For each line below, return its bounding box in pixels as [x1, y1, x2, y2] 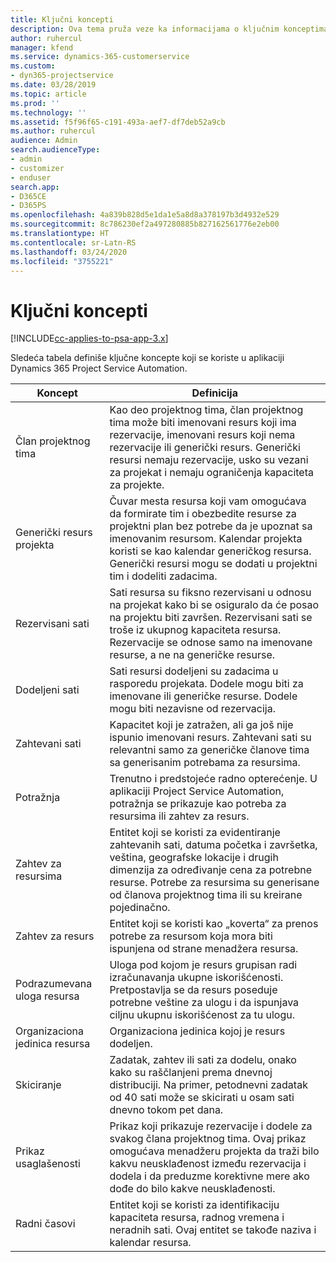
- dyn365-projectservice [10, 71, 114, 81]
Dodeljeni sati [15, 683, 80, 697]
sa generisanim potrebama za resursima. [109, 756, 301, 770]
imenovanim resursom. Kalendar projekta [109, 532, 303, 546]
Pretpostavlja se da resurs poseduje [109, 983, 278, 997]
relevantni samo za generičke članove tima [109, 743, 310, 757]
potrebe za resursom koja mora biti [109, 929, 273, 943]
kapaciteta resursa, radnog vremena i [109, 1211, 285, 1225]
